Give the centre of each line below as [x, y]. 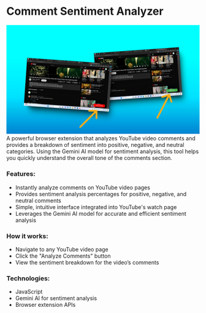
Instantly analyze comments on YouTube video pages [82, 187]
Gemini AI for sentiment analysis [56, 298]
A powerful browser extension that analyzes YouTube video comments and [101, 138]
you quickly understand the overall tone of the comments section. [90, 158]
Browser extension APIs [45, 305]
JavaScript [29, 292]
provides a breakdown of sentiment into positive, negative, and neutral [95, 145]
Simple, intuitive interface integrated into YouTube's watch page [96, 207]
